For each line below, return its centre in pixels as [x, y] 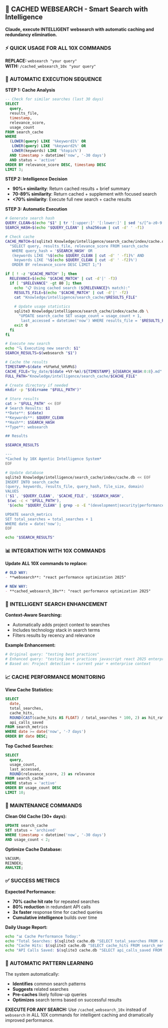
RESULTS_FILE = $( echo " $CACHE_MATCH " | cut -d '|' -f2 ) [71, 293]
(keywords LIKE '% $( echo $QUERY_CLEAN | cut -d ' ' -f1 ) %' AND [78, 255]
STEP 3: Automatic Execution [36, 209]
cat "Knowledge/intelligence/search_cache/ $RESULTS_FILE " [76, 297]
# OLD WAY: [16, 573]
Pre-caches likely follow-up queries [49, 995]
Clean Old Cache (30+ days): [36, 816]
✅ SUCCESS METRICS [32, 881]
